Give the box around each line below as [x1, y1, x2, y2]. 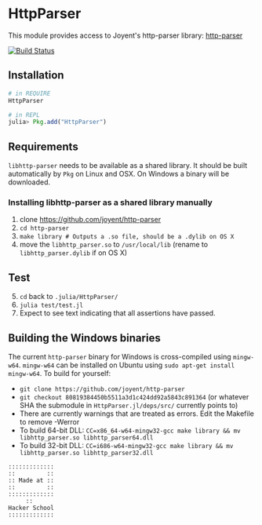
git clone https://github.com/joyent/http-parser [19, 385, 186, 393]
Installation [8, 68, 64, 82]
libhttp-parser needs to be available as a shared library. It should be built [8, 161, 248, 170]
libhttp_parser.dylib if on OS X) [19, 248, 128, 257]
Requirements [8, 140, 78, 153]
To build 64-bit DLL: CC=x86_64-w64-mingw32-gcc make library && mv [19, 425, 241, 435]
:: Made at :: [8, 476, 55, 484]
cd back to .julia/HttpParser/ [19, 292, 118, 301]
